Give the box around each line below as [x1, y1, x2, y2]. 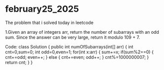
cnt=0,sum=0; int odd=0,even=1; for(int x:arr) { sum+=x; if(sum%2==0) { [5, 49, 154, 55]
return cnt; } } [5, 59, 33, 65]
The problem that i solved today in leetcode [5, 20, 94, 25]
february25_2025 [5, 3, 79, 15]
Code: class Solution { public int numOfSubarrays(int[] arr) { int [5, 44, 133, 49]
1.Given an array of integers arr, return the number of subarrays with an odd [5, 29, 159, 35]
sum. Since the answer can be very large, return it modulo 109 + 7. [5, 34, 140, 40]
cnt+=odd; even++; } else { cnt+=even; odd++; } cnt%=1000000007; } [5, 54, 149, 60]
